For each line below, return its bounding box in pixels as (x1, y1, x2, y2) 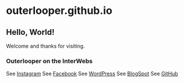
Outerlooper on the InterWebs (6, 57, 93, 65)
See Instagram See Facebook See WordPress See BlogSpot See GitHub (6, 70, 178, 77)
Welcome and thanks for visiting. (6, 42, 85, 49)
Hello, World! (6, 27, 55, 37)
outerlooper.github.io (6, 4, 113, 17)
